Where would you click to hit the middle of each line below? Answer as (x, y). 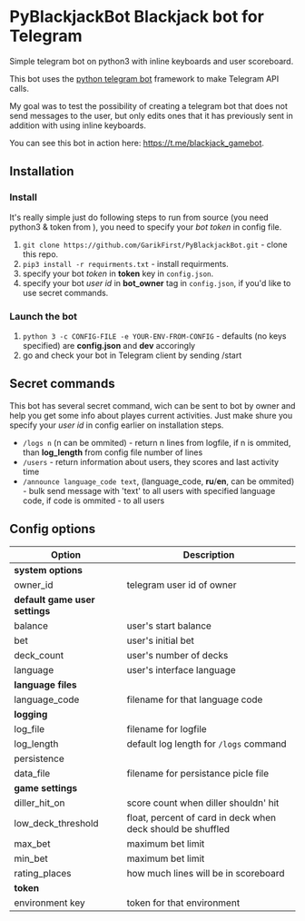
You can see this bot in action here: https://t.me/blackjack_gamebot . (137, 143)
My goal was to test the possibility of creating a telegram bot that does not (149, 105)
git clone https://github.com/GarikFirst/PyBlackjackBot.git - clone (155, 244)
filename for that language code (195, 699)
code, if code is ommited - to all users (93, 500)
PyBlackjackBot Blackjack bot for (137, 17)
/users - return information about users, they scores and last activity (151, 461)
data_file (32, 773)
